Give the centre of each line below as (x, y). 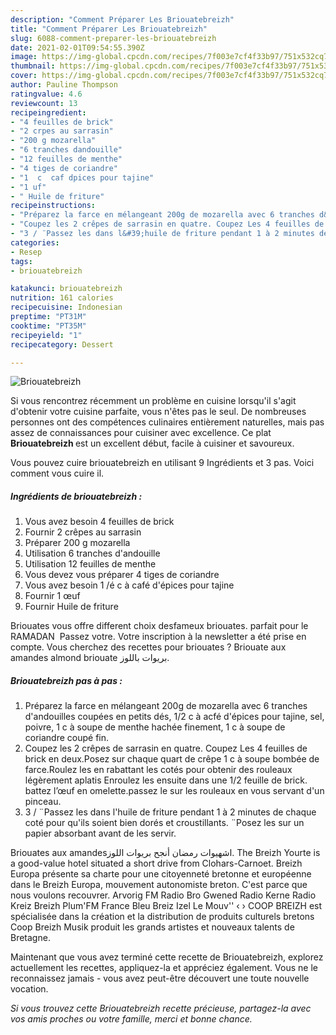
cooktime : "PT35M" (48, 326)
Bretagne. (30, 938)
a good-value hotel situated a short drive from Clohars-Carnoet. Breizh (156, 863)
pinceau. (43, 802)
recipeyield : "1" (46, 335)
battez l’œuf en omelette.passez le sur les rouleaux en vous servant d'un (174, 791)
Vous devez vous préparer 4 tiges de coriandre (122, 575)
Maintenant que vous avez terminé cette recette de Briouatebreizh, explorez (167, 957)
